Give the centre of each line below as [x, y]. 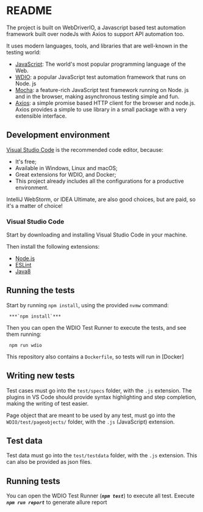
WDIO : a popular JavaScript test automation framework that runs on [100, 77]
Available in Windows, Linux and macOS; [66, 168]
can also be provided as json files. [49, 462]
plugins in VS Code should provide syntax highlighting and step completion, [101, 397]
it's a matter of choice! [34, 205]
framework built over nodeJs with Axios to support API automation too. [95, 34]
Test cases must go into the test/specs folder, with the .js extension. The [99, 390]
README [29, 11]
